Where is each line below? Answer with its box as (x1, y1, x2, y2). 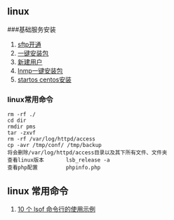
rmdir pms (7, 123, 36, 131)
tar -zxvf (7, 129, 36, 136)
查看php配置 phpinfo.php (7, 164, 101, 172)
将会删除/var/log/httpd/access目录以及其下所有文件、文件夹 (7, 149, 168, 157)
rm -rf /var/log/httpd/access (7, 136, 96, 143)
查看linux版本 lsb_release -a (7, 157, 110, 164)
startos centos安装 (17, 75, 72, 84)
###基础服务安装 (7, 25, 56, 34)
